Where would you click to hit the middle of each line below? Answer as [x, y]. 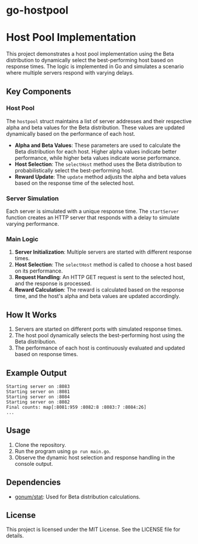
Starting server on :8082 [38, 402]
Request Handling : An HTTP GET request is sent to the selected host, [100, 277]
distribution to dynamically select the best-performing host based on [90, 60]
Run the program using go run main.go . [63, 451]
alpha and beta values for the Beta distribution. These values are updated [95, 127]
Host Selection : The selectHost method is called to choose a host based [103, 265]
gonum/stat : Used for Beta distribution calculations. [77, 497]
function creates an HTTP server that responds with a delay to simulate [93, 217]
